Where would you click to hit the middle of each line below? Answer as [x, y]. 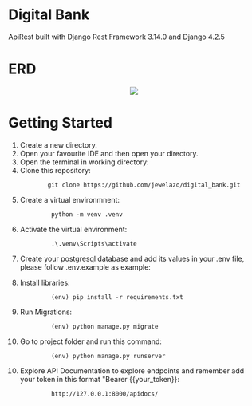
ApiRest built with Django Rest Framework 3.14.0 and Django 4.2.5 [117, 37]
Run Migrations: [46, 312]
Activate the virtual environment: [73, 229]
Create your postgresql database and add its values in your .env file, [132, 258]
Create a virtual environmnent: [70, 199]
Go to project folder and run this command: [91, 341]
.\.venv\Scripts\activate [94, 244]
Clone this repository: [55, 170]
